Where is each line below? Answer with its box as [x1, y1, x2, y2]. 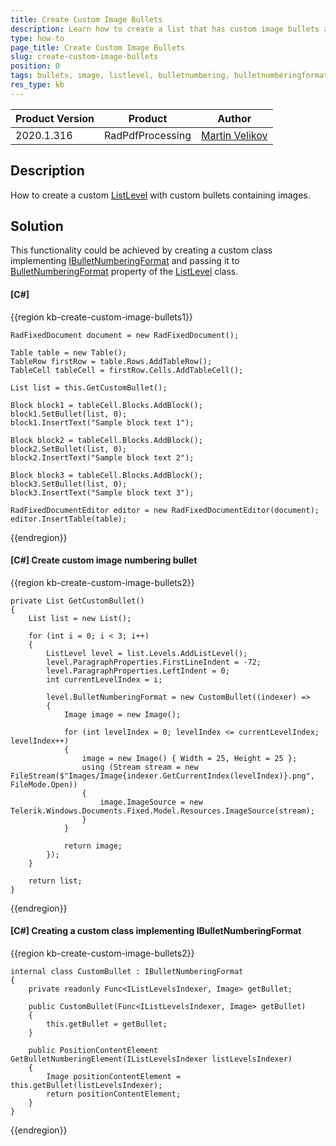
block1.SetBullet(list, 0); [10, 409, 128, 419]
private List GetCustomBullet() [10, 596, 145, 606]
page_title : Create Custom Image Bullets [10, 42, 186, 53]
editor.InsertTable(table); [10, 514, 128, 524]
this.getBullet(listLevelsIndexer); [10, 1080, 163, 1090]
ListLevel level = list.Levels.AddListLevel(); [46, 648, 248, 658]
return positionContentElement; [46, 1089, 182, 1099]
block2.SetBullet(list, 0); [10, 444, 128, 454]
